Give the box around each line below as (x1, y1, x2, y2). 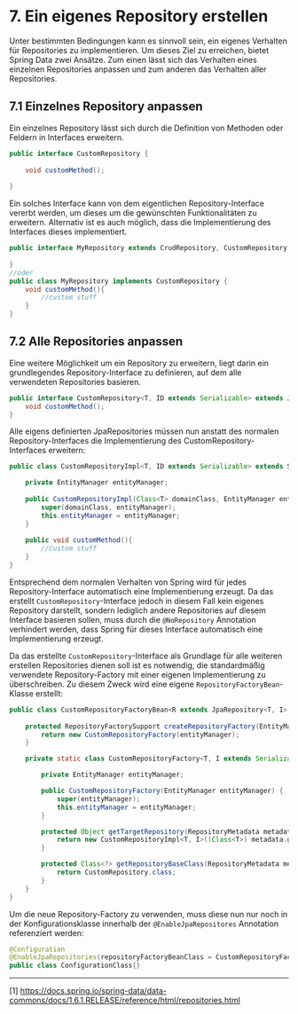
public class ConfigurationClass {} (9, 961, 141, 971)
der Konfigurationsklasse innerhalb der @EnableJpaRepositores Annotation (9, 918, 279, 929)
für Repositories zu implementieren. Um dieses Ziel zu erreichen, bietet (9, 44, 269, 55)
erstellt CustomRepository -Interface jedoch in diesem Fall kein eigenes (9, 595, 264, 606)
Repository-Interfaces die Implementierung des (9, 436, 182, 446)
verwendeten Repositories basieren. (9, 376, 142, 387)
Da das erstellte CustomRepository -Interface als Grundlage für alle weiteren (9, 650, 283, 661)
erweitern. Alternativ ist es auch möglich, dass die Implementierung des (9, 217, 271, 228)
